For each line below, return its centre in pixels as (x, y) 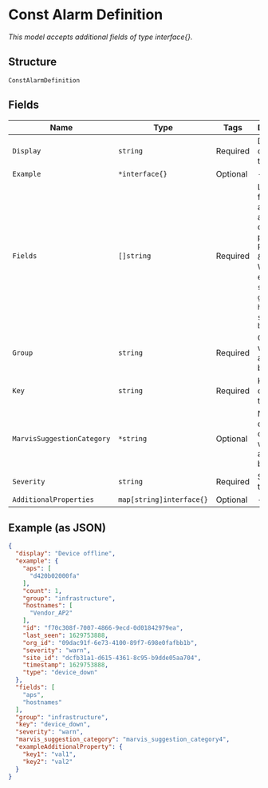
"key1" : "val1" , (50, 754)
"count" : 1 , (42, 591)
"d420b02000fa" (55, 576)
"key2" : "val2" (48, 762)
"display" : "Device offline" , (65, 554)
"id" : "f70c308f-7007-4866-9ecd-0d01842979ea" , (103, 628)
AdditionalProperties (53, 499)
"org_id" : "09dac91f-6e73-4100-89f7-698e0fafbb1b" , (110, 643)
